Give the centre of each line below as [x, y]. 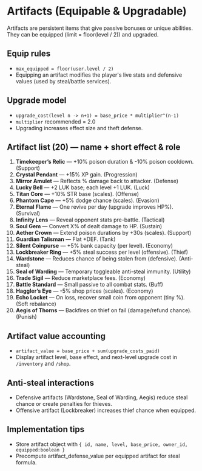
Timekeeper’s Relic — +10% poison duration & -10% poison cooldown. [105, 162]
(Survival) [28, 214]
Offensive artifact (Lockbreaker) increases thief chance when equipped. [106, 410]
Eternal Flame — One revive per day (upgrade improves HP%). [94, 207]
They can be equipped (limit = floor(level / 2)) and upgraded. [83, 34]
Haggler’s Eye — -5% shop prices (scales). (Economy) [84, 291]
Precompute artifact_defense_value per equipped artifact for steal [98, 456]
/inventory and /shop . [43, 364]
